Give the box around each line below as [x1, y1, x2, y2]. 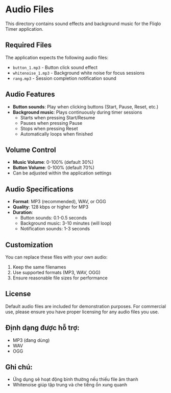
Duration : [12, 209, 33, 215]
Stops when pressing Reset [20, 125, 78, 132]
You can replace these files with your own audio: [5, 254, 108, 260]
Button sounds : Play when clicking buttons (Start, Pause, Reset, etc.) [12, 103, 159, 110]
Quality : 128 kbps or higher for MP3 [12, 204, 89, 210]
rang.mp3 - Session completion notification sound [12, 75, 116, 81]
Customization [5, 241, 54, 249]
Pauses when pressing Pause [20, 120, 83, 126]
